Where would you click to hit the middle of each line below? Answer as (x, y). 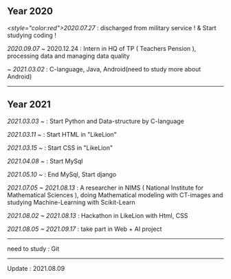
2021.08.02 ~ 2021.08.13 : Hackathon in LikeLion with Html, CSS (98, 215)
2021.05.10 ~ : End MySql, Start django (62, 174)
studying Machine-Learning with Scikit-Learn (71, 202)
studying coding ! (32, 35)
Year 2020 (30, 11)
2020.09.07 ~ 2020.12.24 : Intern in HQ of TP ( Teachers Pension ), (102, 48)
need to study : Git (33, 248)
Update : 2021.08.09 (36, 268)
